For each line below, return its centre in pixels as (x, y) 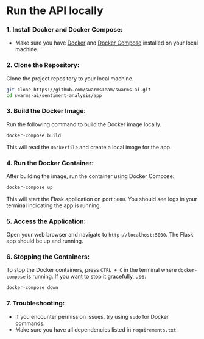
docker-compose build (34, 135)
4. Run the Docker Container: (50, 163)
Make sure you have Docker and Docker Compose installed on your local (107, 43)
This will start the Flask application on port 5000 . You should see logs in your (102, 199)
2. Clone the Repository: (43, 65)
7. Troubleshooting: (36, 304)
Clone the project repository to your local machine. (70, 78)
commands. (30, 323)
